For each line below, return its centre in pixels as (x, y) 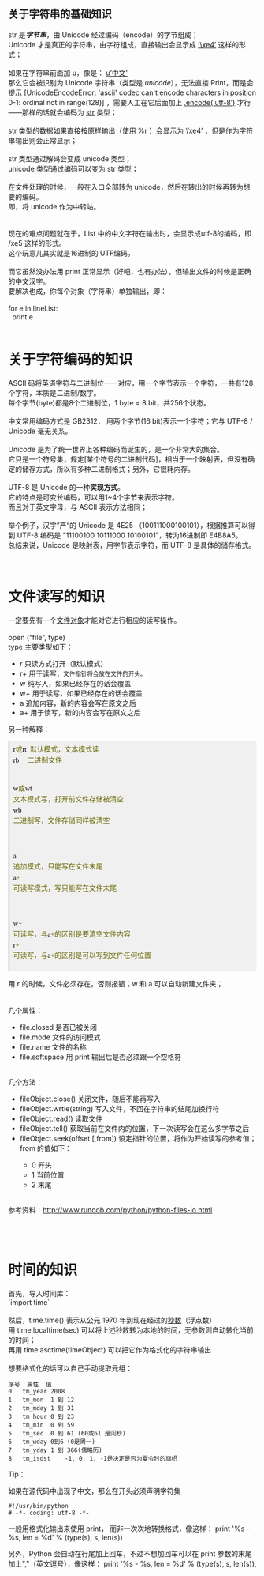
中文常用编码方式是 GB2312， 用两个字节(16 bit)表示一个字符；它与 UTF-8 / (130, 420)
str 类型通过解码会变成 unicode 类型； (70, 158)
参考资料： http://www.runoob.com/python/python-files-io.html (110, 1210)
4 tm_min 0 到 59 (41, 1425)
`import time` (29, 1302)
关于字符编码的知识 (71, 360)
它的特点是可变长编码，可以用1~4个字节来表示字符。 (93, 497)
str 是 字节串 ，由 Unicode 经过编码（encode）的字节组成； (103, 35)
